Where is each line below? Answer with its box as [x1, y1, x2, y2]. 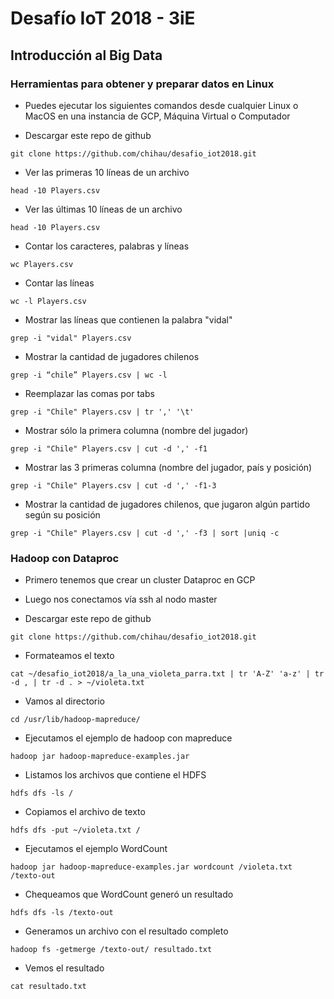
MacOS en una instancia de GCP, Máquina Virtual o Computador [24, 110, 291, 122]
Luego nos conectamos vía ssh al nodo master [24, 593, 218, 606]
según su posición [24, 508, 101, 521]
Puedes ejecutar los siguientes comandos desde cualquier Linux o [24, 99, 299, 111]
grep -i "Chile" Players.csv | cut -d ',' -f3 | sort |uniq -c [10, 528, 280, 538]
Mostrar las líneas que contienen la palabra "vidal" [24, 313, 233, 326]
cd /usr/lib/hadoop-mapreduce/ [10, 715, 141, 725]
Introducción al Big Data [10, 47, 163, 64]
